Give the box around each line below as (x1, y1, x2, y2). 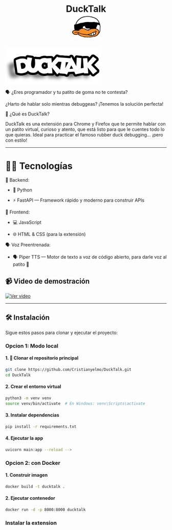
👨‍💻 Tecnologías (5, 160, 73, 172)
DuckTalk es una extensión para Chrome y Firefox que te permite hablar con (5, 121, 166, 127)
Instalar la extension (5, 519, 57, 526)
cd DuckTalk (5, 372, 31, 378)
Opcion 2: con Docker (5, 459, 60, 466)
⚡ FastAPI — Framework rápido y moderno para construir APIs (12, 197, 145, 203)
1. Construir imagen (5, 472, 48, 478)
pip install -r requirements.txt (5, 424, 77, 429)
